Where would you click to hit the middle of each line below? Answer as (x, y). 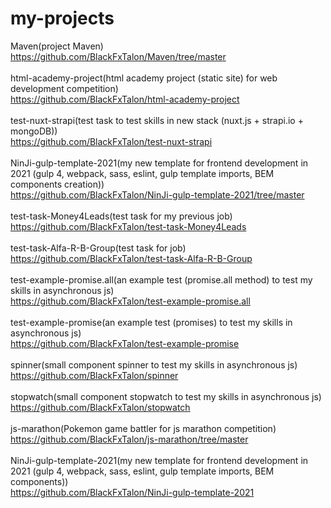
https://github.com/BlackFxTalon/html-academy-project (125, 99)
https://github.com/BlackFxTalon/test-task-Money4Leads (128, 226)
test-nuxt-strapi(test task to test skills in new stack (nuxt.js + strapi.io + (157, 120)
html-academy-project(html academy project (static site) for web (144, 78)
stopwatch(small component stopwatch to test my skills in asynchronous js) (166, 396)
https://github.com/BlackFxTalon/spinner (94, 375)
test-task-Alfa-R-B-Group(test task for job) (98, 248)
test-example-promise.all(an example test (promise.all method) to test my (161, 279)
